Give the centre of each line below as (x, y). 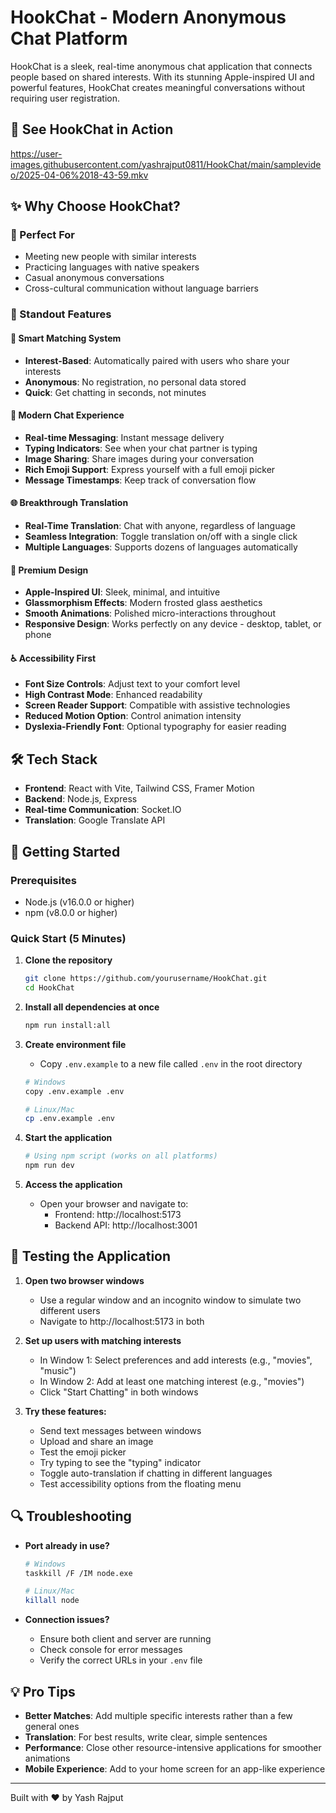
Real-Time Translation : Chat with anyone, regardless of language (160, 525)
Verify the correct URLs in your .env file (121, 1660)
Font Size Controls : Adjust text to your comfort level (132, 684)
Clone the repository (68, 960)
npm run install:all (67, 1025)
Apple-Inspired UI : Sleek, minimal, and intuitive (122, 592)
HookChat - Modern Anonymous (148, 17)
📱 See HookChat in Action (92, 129)
